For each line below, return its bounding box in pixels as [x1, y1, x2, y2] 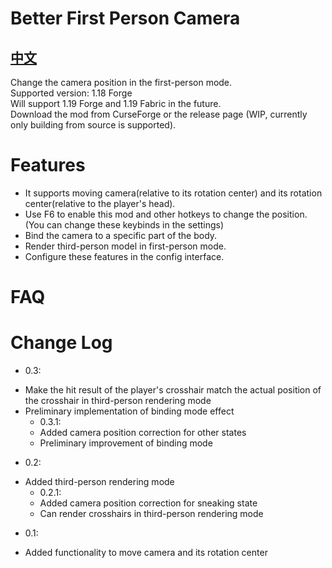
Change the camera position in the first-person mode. [10, 77, 233, 88]
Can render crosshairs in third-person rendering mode [39, 508, 264, 520]
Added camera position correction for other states [39, 427, 247, 439]
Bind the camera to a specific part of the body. [24, 229, 218, 241]
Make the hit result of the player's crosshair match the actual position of [24, 384, 322, 396]
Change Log [10, 332, 113, 354]
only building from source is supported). [10, 119, 177, 131]
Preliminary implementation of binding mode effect [24, 405, 235, 417]
